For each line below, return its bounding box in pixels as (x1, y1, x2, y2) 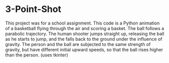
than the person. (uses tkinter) (5, 51, 69, 58)
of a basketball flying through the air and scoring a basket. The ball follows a (5, 25, 164, 31)
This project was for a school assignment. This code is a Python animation (5, 20, 160, 26)
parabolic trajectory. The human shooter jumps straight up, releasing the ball (5, 30, 164, 36)
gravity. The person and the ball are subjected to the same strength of (5, 41, 151, 47)
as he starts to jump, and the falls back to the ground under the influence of (5, 36, 162, 42)
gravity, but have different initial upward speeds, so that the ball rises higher (5, 46, 163, 52)
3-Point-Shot (5, 3, 62, 15)
